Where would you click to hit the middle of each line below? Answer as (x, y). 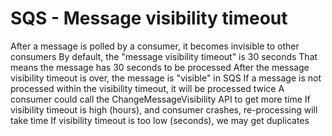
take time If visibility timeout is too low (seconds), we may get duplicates (160, 120)
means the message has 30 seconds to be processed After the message (160, 67)
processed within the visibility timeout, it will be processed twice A (147, 88)
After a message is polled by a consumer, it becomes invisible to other (155, 46)
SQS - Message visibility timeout (149, 18)
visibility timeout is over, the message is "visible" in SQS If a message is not (166, 78)
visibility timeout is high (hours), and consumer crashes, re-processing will (164, 109)
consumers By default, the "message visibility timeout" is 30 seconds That (164, 56)
